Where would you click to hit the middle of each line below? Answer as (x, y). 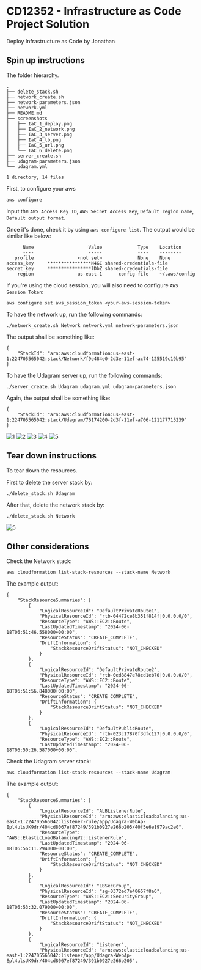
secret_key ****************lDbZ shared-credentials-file (87, 268)
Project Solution (48, 24)
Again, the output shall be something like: (58, 398)
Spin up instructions (46, 60)
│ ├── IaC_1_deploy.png (39, 123)
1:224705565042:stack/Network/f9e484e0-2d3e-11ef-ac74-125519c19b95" (97, 359)
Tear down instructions (51, 456)
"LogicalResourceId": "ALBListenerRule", (93, 811)
